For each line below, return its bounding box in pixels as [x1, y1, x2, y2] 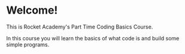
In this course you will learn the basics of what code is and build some [6, 34, 180, 42]
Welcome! [6, 4, 58, 17]
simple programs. [6, 41, 50, 48]
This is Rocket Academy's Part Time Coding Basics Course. [6, 23, 153, 30]
